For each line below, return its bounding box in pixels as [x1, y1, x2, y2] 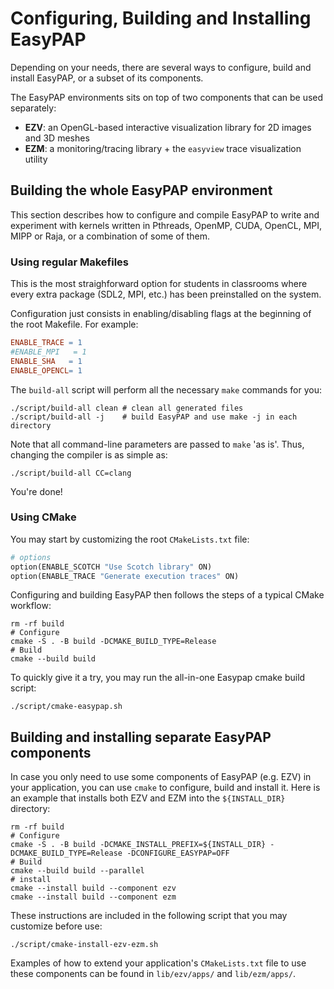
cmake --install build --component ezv [10, 883, 177, 894]
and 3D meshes [24, 132, 90, 144]
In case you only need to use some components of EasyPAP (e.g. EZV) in [10, 771, 312, 783]
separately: [10, 102, 57, 114]
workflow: [10, 600, 52, 612]
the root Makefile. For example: [10, 318, 139, 331]
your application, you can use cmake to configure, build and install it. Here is [10, 782, 321, 794]
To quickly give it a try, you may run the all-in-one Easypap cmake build [10, 672, 306, 684]
